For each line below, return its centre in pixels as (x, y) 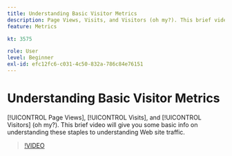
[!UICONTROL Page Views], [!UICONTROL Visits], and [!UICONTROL (105, 117)
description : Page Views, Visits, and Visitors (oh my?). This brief (109, 20)
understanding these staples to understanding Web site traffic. (96, 132)
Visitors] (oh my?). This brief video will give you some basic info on (103, 124)
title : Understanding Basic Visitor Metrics (72, 13)
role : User (23, 51)
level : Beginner (30, 58)
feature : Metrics (32, 26)
